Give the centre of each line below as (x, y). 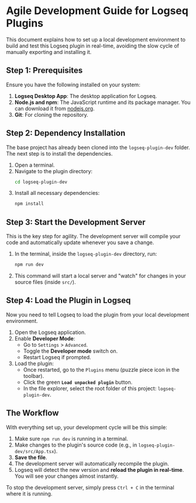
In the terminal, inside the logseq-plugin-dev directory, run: (86, 254)
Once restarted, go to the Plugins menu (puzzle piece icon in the (101, 369)
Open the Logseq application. (50, 332)
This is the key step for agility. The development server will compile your (93, 237)
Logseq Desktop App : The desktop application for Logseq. (86, 96)
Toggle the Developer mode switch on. (71, 351)
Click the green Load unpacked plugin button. (78, 382)
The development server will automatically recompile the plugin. (92, 463)
